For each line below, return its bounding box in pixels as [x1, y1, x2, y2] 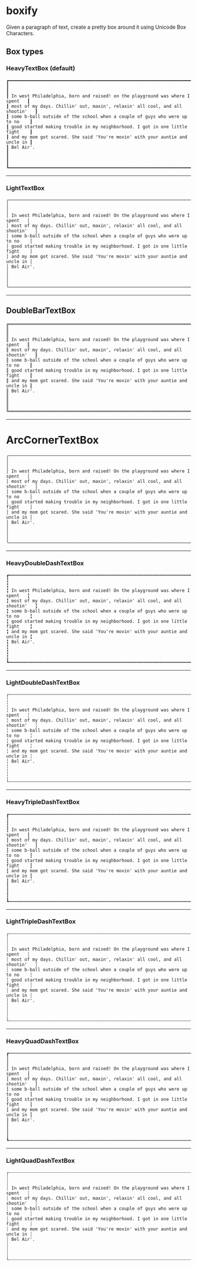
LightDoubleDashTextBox [6, 678, 80, 686]
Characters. [6, 29, 35, 36]
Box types [6, 47, 44, 57]
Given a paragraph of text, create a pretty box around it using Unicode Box [6, 23, 186, 30]
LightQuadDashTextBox [6, 1156, 75, 1165]
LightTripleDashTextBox [6, 917, 76, 925]
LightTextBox [6, 183, 45, 192]
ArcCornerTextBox [6, 433, 99, 447]
